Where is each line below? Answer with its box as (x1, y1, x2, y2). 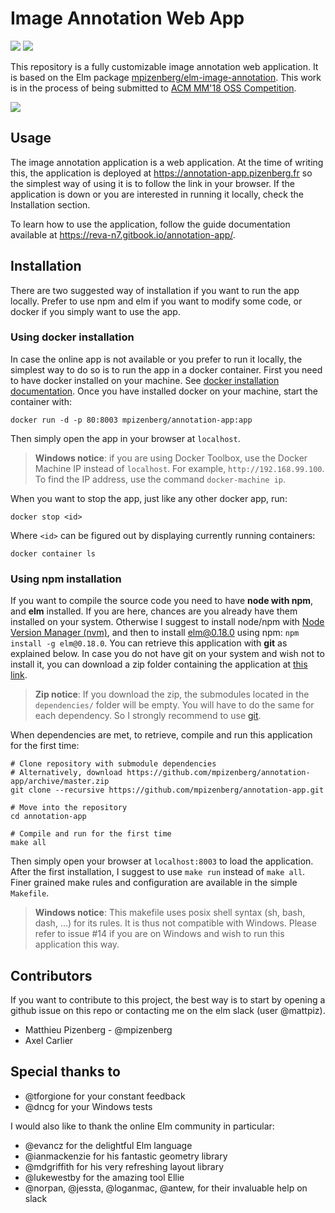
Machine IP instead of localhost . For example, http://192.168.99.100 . (34, 462, 325, 474)
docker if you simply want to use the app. (10, 305, 181, 317)
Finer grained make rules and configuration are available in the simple (10, 877, 298, 889)
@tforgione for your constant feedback (24, 1090, 186, 1102)
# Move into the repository (10, 803, 128, 813)
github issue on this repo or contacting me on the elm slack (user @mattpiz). (10, 1004, 326, 1016)
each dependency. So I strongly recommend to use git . (34, 710, 262, 722)
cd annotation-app (10, 812, 87, 822)
